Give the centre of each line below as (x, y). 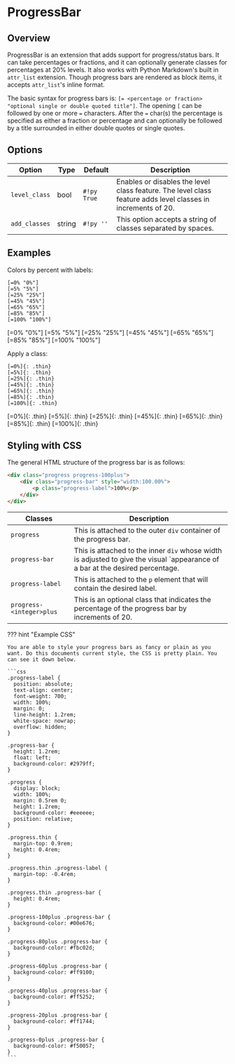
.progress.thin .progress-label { (58, 868)
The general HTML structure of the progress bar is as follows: (96, 463)
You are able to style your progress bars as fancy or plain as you (109, 647)
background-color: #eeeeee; (55, 813)
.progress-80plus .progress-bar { (58, 941)
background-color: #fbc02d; (55, 948)
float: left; (33, 758)
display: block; (37, 788)
